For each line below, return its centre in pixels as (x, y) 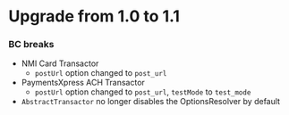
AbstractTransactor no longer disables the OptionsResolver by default (151, 102)
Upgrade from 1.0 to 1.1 (94, 16)
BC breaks (31, 45)
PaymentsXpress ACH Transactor (83, 83)
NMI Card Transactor (60, 63)
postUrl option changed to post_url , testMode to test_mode (143, 92)
